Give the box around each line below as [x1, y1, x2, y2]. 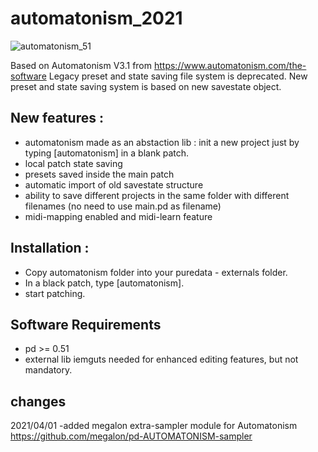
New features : [10, 110, 104, 127]
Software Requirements [10, 316, 162, 333]
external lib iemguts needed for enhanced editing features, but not [24, 353, 299, 366]
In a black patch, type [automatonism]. [24, 277, 185, 289]
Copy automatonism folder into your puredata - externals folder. [24, 266, 288, 278]
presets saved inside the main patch [24, 168, 175, 180]
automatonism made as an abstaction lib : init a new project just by [24, 136, 300, 148]
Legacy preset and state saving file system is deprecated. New [48, 70, 308, 82]
